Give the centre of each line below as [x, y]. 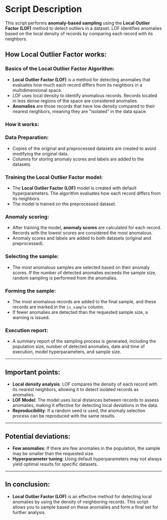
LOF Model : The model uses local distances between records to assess [85, 400]
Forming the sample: [31, 291]
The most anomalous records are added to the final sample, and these [84, 302]
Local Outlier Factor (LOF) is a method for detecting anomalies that [81, 79]
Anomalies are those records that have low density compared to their [84, 106]
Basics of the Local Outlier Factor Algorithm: [60, 69]
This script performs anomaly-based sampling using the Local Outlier [78, 23]
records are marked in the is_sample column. [58, 307]
